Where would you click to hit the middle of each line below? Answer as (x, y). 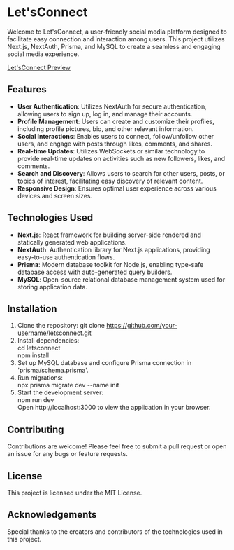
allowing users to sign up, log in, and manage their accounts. (105, 114)
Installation (32, 309)
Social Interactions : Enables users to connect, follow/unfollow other (116, 136)
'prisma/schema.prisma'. (53, 370)
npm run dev (36, 400)
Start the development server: (60, 392)
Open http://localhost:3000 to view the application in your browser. (114, 408)
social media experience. (43, 54)
